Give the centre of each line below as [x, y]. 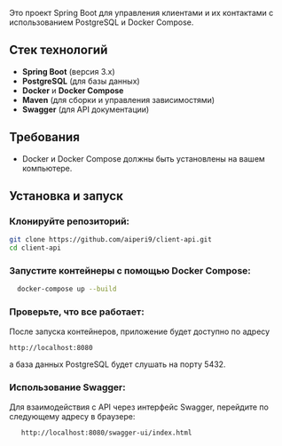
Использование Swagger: [67, 387]
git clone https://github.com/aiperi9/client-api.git [111, 240]
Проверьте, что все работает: [77, 312]
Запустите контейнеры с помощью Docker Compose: [130, 270]
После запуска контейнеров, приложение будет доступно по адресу [140, 331]
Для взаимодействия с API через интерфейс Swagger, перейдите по [139, 407]
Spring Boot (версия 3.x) [68, 71]
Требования [44, 137]
